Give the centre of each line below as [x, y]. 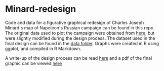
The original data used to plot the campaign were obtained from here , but [80, 33]
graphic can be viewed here [34, 63]
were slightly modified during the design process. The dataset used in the [80, 38]
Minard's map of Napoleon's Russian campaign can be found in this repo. [80, 27]
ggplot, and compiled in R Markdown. [43, 48]
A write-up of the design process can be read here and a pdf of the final [79, 58]
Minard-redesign [41, 9]
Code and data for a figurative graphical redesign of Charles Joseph [75, 23]
